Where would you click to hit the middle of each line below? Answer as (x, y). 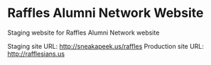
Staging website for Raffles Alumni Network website (83, 32)
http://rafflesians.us (36, 54)
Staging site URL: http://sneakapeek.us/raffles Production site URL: (106, 46)
